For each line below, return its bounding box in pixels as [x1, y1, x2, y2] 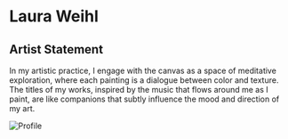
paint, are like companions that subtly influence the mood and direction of [9, 94, 280, 104]
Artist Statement [9, 42, 104, 57]
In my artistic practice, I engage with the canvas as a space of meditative [9, 65, 277, 76]
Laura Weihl [9, 6, 100, 27]
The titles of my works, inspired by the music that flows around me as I [9, 85, 268, 94]
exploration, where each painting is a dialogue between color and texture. [9, 75, 279, 86]
